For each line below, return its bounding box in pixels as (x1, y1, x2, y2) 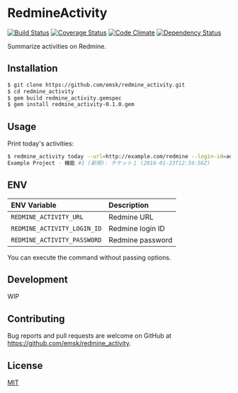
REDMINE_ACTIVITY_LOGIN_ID (11, 224, 102, 233)
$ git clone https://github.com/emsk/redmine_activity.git (7, 81, 186, 88)
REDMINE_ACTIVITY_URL (11, 213, 84, 221)
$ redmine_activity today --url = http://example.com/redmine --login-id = (7, 153, 227, 160)
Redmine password (108, 235, 173, 245)
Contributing (7, 312, 65, 324)
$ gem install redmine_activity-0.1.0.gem (7, 101, 135, 108)
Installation (7, 62, 58, 75)
